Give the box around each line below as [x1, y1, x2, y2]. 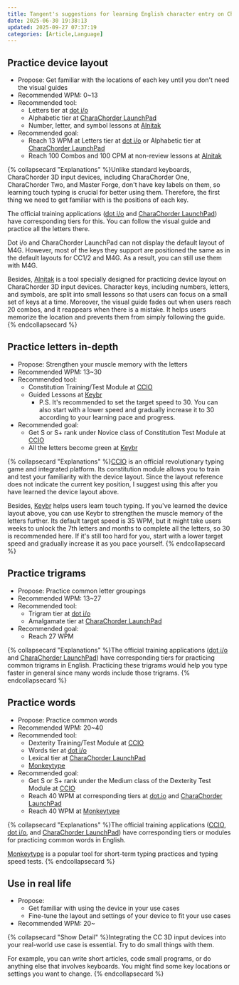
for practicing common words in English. [7, 835, 126, 844]
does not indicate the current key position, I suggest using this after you [7, 479, 218, 489]
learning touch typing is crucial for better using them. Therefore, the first [7, 188, 221, 197]
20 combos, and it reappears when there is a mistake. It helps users [7, 305, 206, 314]
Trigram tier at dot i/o [28, 609, 91, 618]
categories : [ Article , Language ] [7, 30, 103, 38]
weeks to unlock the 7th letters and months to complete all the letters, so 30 [7, 524, 230, 532]
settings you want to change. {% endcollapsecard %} [7, 969, 164, 978]
